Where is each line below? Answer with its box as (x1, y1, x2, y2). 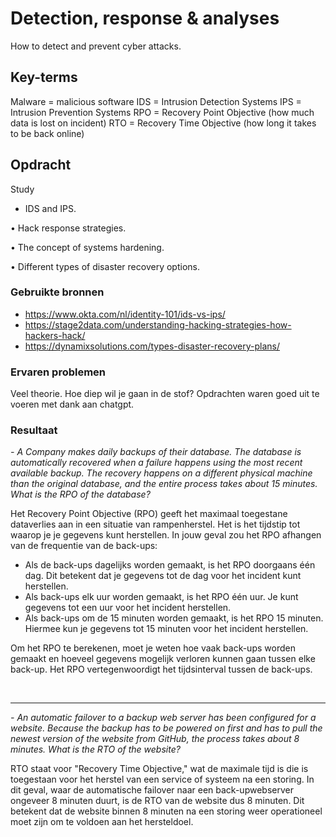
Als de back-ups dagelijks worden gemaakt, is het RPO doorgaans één (24, 559, 316, 571)
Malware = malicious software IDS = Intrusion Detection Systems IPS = (10, 95, 302, 107)
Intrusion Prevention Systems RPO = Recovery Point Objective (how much (10, 106, 315, 118)
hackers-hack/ (24, 329, 86, 341)
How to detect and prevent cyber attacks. (10, 40, 182, 52)
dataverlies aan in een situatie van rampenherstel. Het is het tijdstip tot (10, 518, 301, 531)
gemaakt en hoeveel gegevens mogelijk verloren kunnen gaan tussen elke (10, 653, 316, 665)
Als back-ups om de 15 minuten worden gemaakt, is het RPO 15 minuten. (24, 612, 324, 624)
